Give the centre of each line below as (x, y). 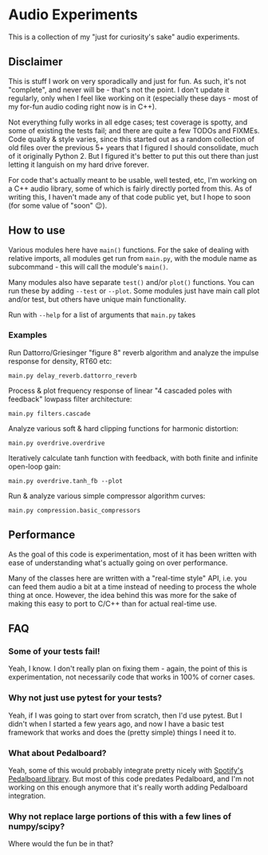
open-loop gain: (35, 466)
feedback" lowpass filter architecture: (70, 399)
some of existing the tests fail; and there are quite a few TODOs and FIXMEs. (134, 130)
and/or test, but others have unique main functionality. (97, 299)
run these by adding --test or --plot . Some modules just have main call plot (134, 291)
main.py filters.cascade (49, 414)
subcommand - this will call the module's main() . (89, 267)
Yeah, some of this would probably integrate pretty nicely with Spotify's (126, 770)
